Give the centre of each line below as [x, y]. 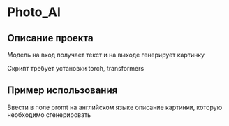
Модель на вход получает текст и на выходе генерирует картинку [106, 55]
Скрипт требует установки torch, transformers [76, 68]
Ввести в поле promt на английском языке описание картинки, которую [114, 107]
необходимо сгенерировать [49, 114]
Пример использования [62, 91]
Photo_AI [34, 12]
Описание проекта [50, 38]
